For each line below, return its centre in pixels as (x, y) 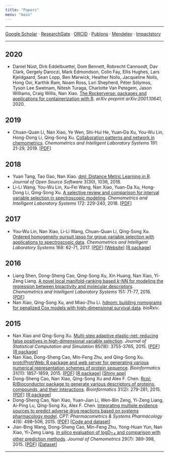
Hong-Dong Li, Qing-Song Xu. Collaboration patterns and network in (83, 138)
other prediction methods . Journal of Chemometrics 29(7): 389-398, (83, 439)
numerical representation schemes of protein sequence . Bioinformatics (86, 368)
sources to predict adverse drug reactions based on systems (76, 411)
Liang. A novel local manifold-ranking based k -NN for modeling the (94, 281)
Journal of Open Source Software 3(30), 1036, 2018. (67, 181)
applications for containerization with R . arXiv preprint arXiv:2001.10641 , (87, 99)
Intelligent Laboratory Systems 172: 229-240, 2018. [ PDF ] (72, 203)
